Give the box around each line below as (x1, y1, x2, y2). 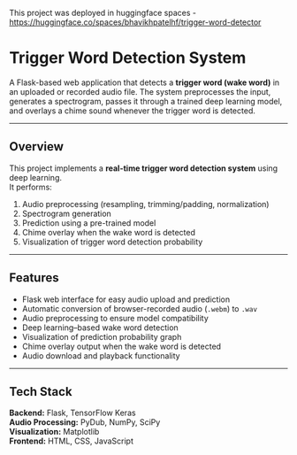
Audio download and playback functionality (21, 350, 180, 361)
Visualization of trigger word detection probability (21, 236, 203, 247)
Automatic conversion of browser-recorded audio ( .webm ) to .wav (21, 303, 258, 313)
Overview (9, 139, 65, 154)
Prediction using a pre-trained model (21, 217, 156, 228)
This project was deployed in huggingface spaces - (9, 8, 197, 18)
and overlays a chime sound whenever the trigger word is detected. (9, 105, 256, 116)
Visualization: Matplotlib (9, 427, 100, 437)
